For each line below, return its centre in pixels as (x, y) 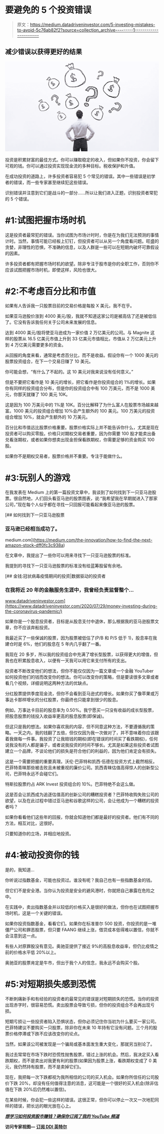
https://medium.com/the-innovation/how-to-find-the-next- (93, 540)
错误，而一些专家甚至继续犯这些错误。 (52, 182)
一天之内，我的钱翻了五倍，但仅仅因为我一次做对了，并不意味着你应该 (84, 733)
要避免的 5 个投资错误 (48, 10)
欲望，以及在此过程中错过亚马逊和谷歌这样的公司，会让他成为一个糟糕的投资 (82, 800)
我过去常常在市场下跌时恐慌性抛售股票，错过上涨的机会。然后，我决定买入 (80, 1054)
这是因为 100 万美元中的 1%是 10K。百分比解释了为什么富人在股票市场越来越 (82, 405)
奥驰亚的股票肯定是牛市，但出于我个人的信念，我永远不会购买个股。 (73, 963)
